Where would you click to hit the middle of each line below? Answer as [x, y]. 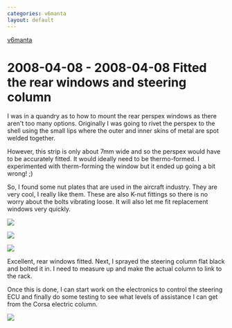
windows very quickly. [39, 209]
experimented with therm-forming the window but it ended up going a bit [111, 166]
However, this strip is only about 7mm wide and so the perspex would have [114, 152]
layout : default [30, 20]
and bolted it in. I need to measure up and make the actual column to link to [115, 269]
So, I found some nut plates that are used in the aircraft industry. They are [113, 187]
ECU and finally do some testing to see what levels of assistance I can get [113, 297]
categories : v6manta [37, 13]
